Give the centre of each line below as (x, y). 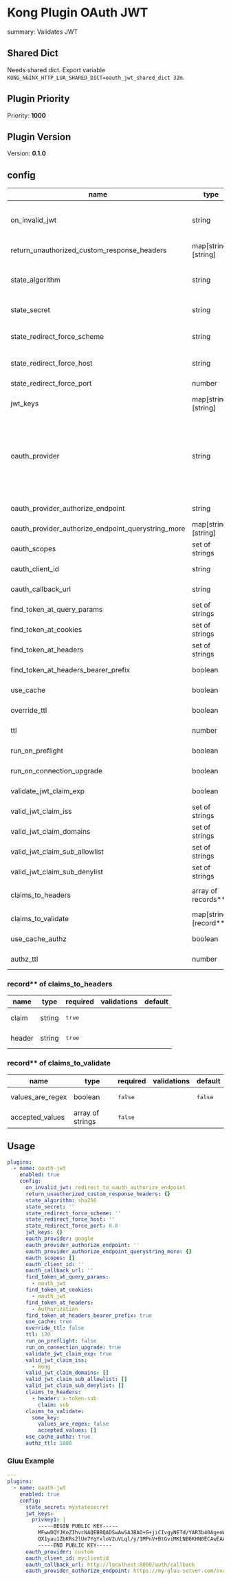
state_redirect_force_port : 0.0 (71, 1226)
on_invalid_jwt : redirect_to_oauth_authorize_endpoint (106, 1188)
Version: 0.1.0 (26, 153)
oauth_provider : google (59, 1239)
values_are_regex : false (73, 1424)
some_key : (46, 1417)
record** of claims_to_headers (60, 984)
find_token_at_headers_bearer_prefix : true (89, 1315)
